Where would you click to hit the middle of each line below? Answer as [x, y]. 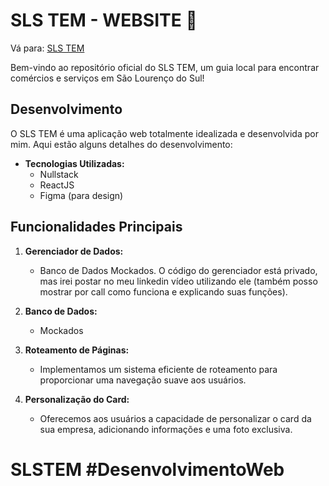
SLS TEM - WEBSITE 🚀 [104, 20]
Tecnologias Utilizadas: [74, 163]
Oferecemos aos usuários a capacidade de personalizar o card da [175, 418]
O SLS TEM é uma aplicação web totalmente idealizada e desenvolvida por [164, 133]
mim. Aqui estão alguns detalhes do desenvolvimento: [121, 144]
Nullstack [59, 174]
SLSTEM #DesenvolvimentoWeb [147, 469]
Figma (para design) [81, 195]
